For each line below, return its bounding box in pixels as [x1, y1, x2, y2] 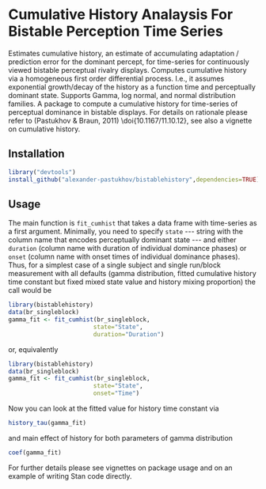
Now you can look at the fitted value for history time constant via [8, 404, 219, 413]
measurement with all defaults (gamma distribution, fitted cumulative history [8, 269, 257, 279]
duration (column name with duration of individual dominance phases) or [8, 244, 247, 253]
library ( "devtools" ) [8, 168, 77, 176]
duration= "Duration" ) [93, 330, 165, 338]
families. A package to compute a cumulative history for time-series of [8, 99, 238, 108]
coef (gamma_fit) [8, 449, 62, 457]
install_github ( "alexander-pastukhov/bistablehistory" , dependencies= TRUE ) [8, 176, 260, 184]
